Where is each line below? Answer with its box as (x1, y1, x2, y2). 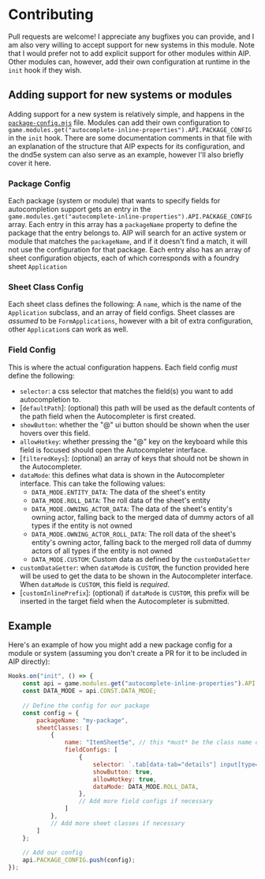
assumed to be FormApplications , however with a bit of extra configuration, (8, 316, 253, 326)
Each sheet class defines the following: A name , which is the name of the (8, 299, 242, 309)
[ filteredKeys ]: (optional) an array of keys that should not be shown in (19, 453, 249, 463)
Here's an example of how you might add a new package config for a (8, 640, 233, 650)
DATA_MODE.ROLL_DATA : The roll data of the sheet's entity (31, 495, 211, 505)
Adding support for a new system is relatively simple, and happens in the (8, 109, 245, 119)
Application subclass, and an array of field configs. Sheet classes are (8, 308, 235, 317)
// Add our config (22, 849, 83, 857)
